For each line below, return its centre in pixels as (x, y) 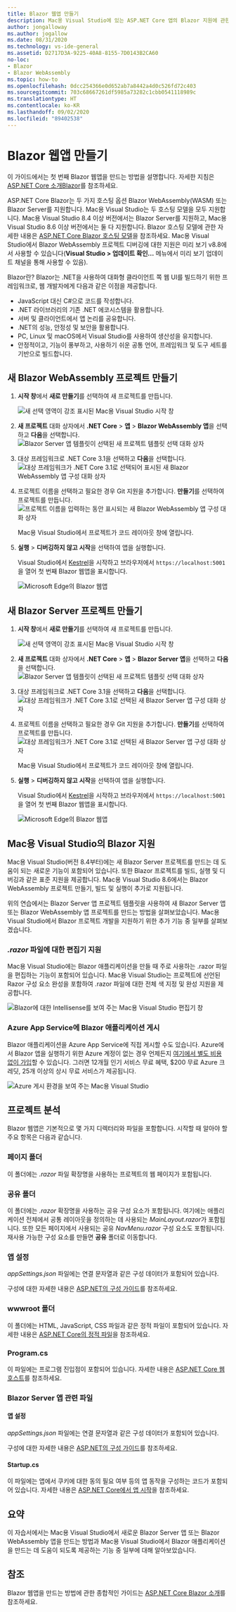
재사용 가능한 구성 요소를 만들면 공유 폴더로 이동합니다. (82, 1237)
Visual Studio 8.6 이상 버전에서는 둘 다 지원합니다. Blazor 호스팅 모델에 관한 (112, 227)
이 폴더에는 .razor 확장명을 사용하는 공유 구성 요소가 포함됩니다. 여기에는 (106, 1210)
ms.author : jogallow (38, 33)
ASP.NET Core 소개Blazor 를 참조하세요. (63, 185)
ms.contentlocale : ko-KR (44, 106)
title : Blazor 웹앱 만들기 (43, 14)
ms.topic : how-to (33, 79)
